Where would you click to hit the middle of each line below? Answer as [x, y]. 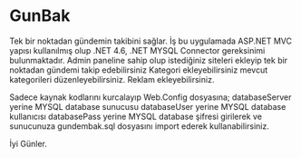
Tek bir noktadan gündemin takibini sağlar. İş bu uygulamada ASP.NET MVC [151, 41]
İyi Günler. [29, 143]
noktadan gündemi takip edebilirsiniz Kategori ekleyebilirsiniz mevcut [139, 70]
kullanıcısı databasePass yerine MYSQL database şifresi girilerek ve [136, 116]
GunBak [40, 16]
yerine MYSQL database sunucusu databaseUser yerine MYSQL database [148, 106]
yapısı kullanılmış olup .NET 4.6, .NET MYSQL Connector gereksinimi [137, 50]
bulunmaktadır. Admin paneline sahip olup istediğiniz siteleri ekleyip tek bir [149, 60]
